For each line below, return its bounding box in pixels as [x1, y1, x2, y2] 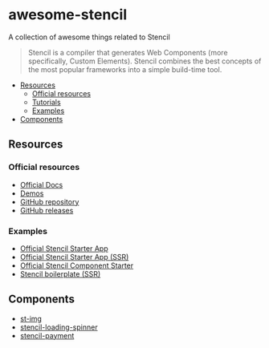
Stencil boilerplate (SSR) [19, 269, 101, 278]
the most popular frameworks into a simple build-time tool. [27, 64, 222, 74]
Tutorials [31, 97, 62, 107]
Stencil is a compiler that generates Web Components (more [27, 47, 228, 57]
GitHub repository [19, 196, 79, 206]
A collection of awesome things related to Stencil [8, 32, 170, 42]
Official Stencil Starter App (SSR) [19, 252, 129, 261]
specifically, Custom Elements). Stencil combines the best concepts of [27, 56, 262, 66]
